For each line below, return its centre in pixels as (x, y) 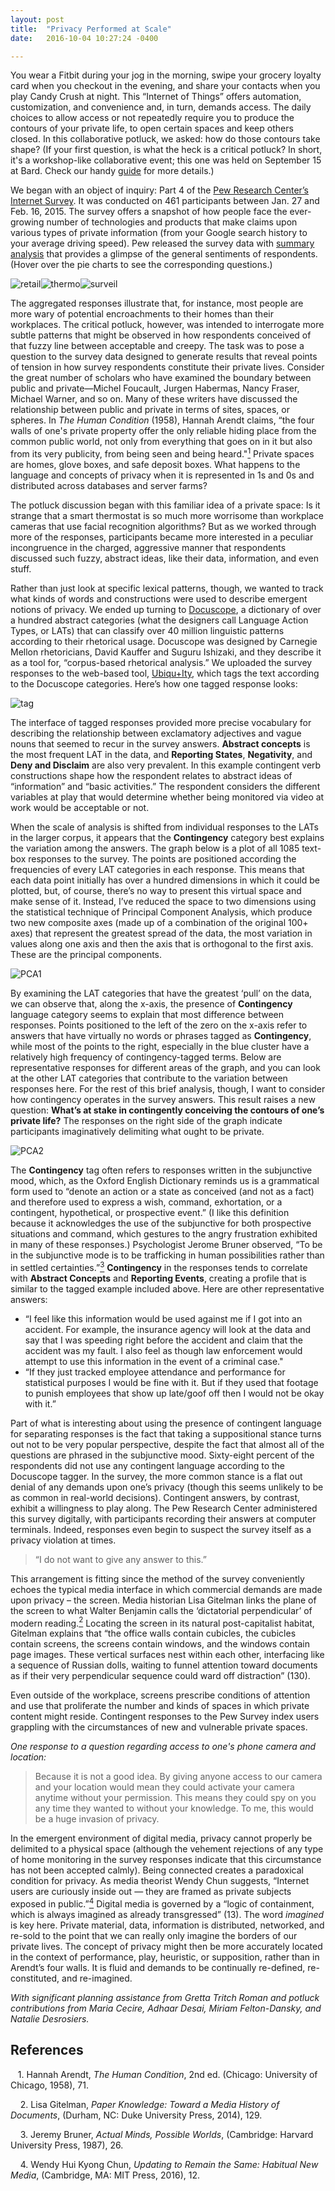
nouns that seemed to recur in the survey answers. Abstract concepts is (160, 744)
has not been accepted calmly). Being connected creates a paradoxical (157, 1870)
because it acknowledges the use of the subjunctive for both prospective (161, 1223)
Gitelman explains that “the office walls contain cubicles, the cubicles (153, 1633)
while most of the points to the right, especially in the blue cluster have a (160, 1047)
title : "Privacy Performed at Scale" (91, 29)
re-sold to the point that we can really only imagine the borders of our (154, 1935)
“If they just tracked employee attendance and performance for (155, 1372)
